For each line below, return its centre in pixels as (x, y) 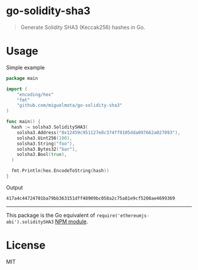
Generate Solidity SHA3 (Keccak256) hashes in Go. (83, 27)
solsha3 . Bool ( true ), (42, 155)
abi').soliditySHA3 (30, 222)
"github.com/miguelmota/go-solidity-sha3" (70, 105)
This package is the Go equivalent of (51, 215)
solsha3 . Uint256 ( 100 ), (44, 138)
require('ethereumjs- (123, 216)
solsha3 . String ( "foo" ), (46, 144)
